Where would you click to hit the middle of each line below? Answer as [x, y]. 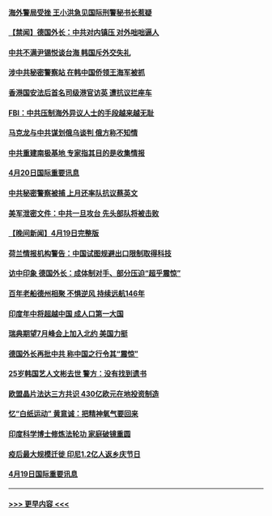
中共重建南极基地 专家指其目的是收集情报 [77, 153]
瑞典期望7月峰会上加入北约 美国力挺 [68, 333]
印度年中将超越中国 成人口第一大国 [66, 313]
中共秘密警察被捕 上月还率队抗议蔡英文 [73, 193]
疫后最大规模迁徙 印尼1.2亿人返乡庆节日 [74, 454]
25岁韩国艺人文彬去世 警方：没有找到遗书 [78, 374]
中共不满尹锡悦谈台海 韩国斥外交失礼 [70, 52]
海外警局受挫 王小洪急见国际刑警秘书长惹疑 [80, 12]
